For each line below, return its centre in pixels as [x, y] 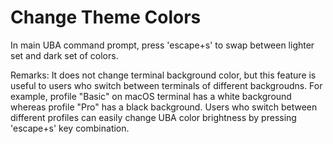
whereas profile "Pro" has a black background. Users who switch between [164, 107]
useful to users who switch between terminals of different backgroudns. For [166, 85]
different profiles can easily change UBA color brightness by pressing [153, 117]
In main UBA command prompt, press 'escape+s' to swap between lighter [162, 45]
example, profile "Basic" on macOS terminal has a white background [151, 96]
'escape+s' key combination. [70, 128]
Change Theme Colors [106, 17]
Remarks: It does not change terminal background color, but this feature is [163, 75]
